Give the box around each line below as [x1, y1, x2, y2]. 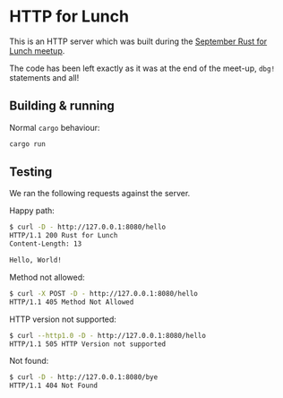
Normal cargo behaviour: [9, 122, 100, 133]
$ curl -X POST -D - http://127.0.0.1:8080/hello [9, 289, 199, 298]
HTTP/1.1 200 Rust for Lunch [9, 231, 118, 240]
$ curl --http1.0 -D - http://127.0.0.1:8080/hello [9, 331, 206, 340]
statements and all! [9, 72, 80, 82]
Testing [9, 164, 53, 180]
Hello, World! [9, 255, 63, 265]
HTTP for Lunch [9, 6, 130, 27]
